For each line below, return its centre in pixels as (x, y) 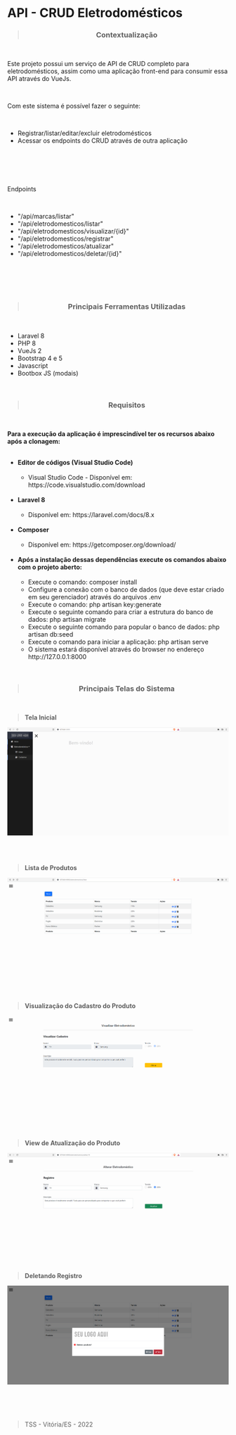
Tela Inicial (41, 717)
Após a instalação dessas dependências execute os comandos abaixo (122, 560)
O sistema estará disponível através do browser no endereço (116, 649)
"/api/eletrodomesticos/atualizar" (66, 246)
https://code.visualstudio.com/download (86, 485)
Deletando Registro (53, 1276)
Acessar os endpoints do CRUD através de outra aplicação (103, 141)
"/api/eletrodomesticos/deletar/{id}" (70, 254)
